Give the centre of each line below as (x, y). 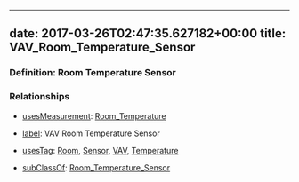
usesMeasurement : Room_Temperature (94, 115)
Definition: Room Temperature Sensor (93, 73)
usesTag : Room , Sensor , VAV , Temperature (100, 150)
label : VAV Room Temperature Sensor (91, 133)
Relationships (40, 97)
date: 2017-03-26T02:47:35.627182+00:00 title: (148, 33)
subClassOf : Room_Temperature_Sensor (96, 167)
